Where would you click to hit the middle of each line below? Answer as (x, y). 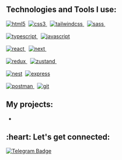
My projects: (30, 105)
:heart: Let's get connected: (58, 137)
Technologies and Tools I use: (61, 10)
